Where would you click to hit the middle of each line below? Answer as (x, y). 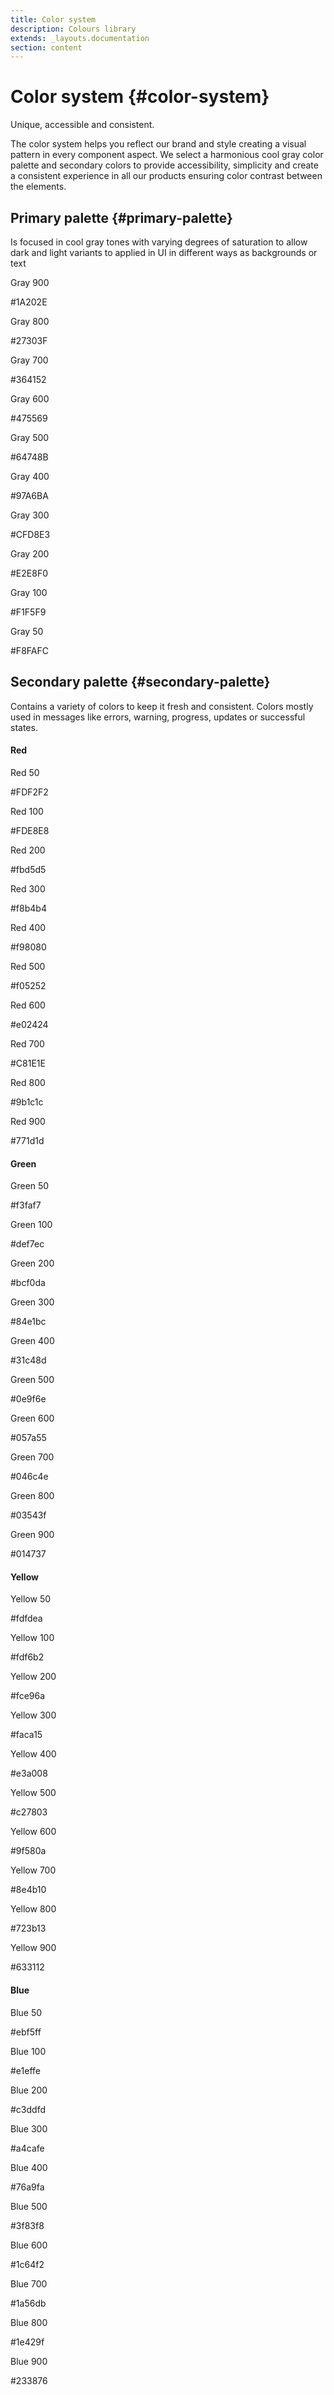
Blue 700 (29, 2283)
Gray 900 (30, 282)
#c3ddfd (28, 2109)
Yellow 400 (33, 1754)
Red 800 (28, 1083)
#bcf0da (28, 1283)
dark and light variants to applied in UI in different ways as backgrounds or (164, 252)
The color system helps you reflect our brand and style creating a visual (158, 144)
